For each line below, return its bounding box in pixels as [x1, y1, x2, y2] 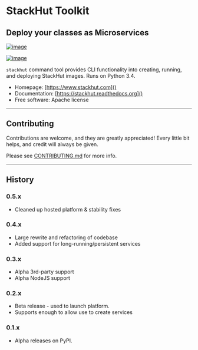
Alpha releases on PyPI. [14, 337, 72, 344]
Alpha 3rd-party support [14, 268, 75, 275]
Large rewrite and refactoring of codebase [14, 234, 118, 241]
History [6, 175, 34, 185]
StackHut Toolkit [6, 4, 90, 18]
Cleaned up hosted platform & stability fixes [14, 206, 121, 213]
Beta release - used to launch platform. [14, 302, 110, 310]
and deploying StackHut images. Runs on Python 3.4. [6, 72, 136, 79]
